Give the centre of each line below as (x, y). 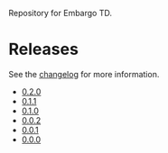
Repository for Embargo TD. (60, 13)
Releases (43, 49)
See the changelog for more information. (84, 74)
